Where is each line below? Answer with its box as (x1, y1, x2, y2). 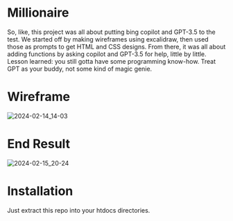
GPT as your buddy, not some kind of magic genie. (7, 64, 153, 73)
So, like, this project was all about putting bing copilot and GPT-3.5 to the (7, 28, 216, 36)
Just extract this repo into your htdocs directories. (7, 206, 150, 214)
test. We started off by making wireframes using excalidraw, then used (7, 35, 209, 43)
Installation (7, 184, 74, 199)
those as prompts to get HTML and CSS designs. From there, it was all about (7, 42, 226, 51)
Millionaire (7, 5, 69, 21)
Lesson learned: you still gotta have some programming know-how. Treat (7, 57, 216, 65)
